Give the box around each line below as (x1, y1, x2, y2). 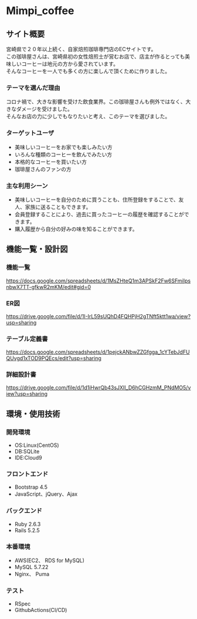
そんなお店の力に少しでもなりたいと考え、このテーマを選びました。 (6, 113, 171, 120)
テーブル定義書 (6, 335, 48, 343)
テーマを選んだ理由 (6, 83, 60, 92)
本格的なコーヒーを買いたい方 (14, 158, 87, 165)
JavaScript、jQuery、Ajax (14, 490, 78, 497)
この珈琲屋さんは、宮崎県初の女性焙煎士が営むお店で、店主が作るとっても (6, 53, 185, 60)
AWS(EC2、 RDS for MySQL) (14, 557, 85, 564)
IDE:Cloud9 (14, 454, 42, 462)
